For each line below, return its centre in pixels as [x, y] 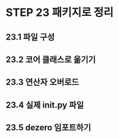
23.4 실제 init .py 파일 [45, 105]
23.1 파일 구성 [30, 37]
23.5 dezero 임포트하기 [49, 128]
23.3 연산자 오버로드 [42, 82]
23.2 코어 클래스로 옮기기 [51, 60]
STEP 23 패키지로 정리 [60, 13]
